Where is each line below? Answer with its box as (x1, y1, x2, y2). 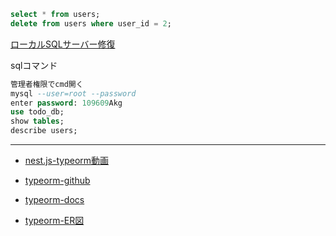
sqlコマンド (10, 59, 58, 71)
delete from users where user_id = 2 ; (10, 18, 172, 29)
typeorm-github (24, 175, 91, 186)
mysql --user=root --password (10, 88, 137, 99)
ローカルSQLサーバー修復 (10, 38, 116, 50)
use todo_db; (10, 107, 65, 117)
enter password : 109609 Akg (10, 98, 123, 108)
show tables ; (10, 116, 65, 127)
